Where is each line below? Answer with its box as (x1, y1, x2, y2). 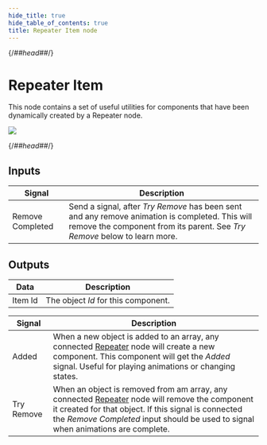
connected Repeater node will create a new (52, 341, 215, 352)
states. (52, 370, 78, 381)
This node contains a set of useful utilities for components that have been (8, 103, 250, 112)
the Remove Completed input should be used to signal (52, 413, 254, 424)
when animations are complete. (52, 423, 170, 434)
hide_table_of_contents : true (8, 19, 109, 27)
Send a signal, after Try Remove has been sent (68, 201, 242, 212)
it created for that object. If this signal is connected (52, 403, 242, 414)
